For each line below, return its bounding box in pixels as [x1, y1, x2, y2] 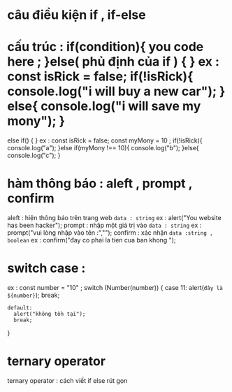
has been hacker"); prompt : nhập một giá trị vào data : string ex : [7, 221, 202, 230]
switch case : [7, 261, 86, 276]
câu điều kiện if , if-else [7, 7, 146, 23]
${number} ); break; [7, 291, 60, 299]
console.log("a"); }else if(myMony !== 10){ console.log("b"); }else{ [7, 144, 199, 152]
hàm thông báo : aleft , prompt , [7, 175, 193, 191]
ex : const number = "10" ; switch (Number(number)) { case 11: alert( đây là [7, 284, 224, 291]
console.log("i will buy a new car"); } [7, 84, 226, 99]
